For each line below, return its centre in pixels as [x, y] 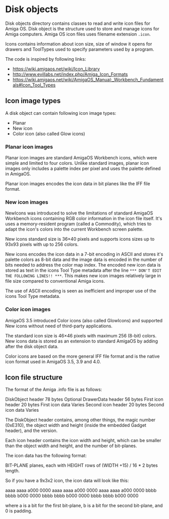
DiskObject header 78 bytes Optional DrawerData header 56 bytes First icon [84, 399]
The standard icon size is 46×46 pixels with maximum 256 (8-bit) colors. [81, 335]
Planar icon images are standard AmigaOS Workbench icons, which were [81, 158]
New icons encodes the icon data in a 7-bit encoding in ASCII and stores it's [84, 254]
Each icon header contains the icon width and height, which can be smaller [83, 441]
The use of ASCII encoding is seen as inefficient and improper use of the [81, 291]
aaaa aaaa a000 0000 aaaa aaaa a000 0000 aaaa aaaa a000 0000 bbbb [81, 490]
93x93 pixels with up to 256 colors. [42, 244]
